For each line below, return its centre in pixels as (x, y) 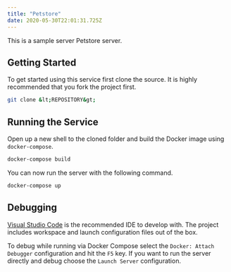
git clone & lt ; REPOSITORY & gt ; (52, 100)
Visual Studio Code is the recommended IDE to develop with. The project (113, 224)
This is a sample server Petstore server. (65, 40)
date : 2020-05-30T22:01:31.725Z (55, 20)
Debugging (32, 208)
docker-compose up (34, 185)
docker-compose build (39, 159)
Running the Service (53, 122)
